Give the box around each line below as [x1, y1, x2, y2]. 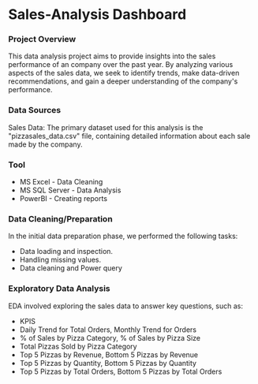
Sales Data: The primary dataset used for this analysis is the [8, 122, 204, 132]
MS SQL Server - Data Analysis [19, 185, 122, 195]
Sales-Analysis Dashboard [8, 6, 187, 24]
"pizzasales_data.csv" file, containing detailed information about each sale [8, 131, 251, 140]
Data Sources [8, 105, 62, 116]
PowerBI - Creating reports [19, 194, 108, 203]
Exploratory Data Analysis [8, 283, 110, 294]
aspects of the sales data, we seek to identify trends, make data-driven [8, 69, 240, 78]
